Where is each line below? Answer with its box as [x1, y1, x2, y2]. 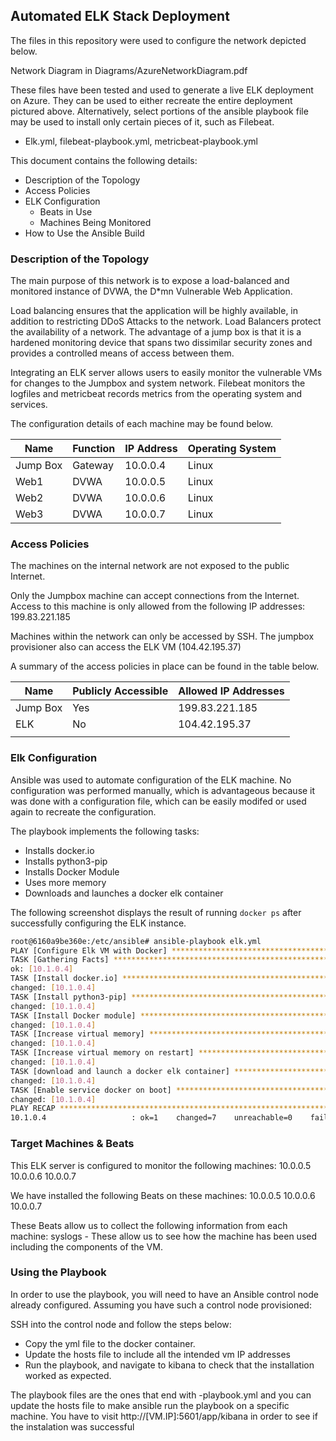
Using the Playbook [10, 1265, 107, 1279]
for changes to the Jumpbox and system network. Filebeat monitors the [10, 377, 306, 389]
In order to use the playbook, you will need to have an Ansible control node [10, 1288, 319, 1300]
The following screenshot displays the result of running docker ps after [10, 906, 302, 918]
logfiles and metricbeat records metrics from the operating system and [10, 388, 303, 400]
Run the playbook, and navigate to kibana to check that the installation [24, 1359, 315, 1371]
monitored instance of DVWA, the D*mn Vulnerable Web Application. [10, 285, 293, 298]
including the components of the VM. [10, 1240, 163, 1253]
